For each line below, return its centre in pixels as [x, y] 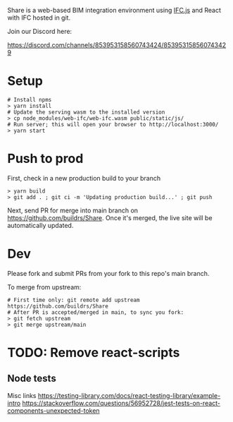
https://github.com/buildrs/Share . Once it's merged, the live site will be [110, 217]
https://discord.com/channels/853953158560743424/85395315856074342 [117, 45]
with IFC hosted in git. [39, 18]
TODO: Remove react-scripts [94, 353]
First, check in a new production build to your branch [84, 178]
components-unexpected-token [53, 410]
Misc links [22, 395]
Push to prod [45, 159]
